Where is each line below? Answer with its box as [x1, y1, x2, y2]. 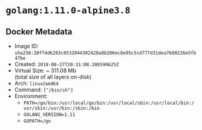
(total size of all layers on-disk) [14, 73, 92, 80]
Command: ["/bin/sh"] [14, 86, 74, 93]
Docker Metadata [5, 26, 73, 37]
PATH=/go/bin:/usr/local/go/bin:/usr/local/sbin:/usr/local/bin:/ [23, 100, 195, 106]
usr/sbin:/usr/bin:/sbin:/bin [23, 105, 100, 111]
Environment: [14, 93, 48, 99]
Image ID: [14, 43, 39, 49]
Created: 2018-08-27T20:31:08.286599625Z [14, 61, 119, 67]
